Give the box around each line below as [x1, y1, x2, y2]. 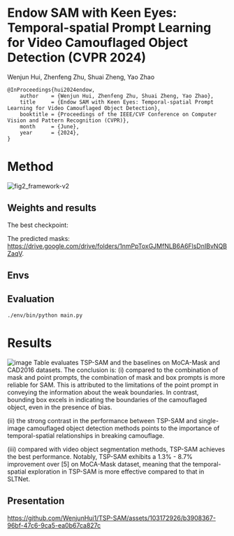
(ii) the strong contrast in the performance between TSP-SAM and [7, 416, 198, 425]
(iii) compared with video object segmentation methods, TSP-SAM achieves [7, 445, 226, 453]
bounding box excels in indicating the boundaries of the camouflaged [7, 395, 207, 404]
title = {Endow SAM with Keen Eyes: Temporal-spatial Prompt [20, 98, 214, 106]
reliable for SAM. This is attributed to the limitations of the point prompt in [7, 380, 219, 389]
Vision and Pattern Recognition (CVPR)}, [7, 117, 130, 124]
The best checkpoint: [7, 221, 68, 229]
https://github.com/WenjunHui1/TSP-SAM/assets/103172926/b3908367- [7, 514, 217, 522]
